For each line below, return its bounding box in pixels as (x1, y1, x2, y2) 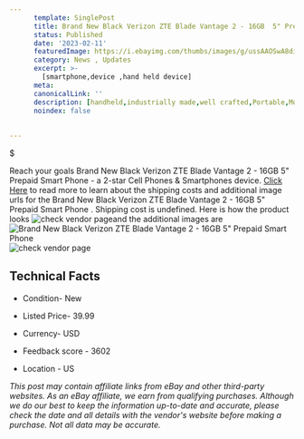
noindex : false (33, 106, 91, 115)
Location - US (22, 363, 75, 374)
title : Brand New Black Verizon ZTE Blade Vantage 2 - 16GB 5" (33, 22, 281, 31)
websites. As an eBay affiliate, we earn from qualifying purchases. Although (9, 390, 294, 401)
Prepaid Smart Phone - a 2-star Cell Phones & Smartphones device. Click (9, 175, 283, 186)
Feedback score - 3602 (22, 346, 111, 356)
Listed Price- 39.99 (22, 310, 95, 321)
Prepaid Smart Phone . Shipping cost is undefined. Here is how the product (9, 204, 290, 214)
